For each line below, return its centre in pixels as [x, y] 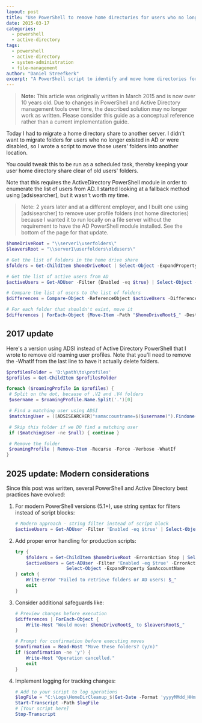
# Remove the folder [35, 443]
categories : [21, 29]
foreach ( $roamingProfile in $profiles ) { [60, 389]
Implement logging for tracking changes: [65, 681]
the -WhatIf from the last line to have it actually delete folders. [83, 361]
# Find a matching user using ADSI [53, 411]
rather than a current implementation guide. [75, 122]
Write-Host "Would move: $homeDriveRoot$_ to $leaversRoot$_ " [106, 625]
